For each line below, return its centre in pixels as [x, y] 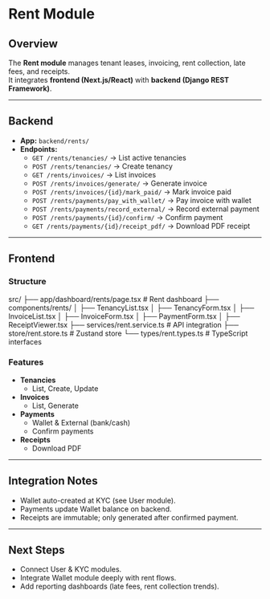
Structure [27, 282]
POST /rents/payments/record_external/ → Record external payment [145, 209]
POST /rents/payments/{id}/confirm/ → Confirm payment [127, 217]
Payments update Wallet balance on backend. [96, 509]
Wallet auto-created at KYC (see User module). [98, 500]
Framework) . [30, 88]
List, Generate [55, 405]
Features [26, 362]
